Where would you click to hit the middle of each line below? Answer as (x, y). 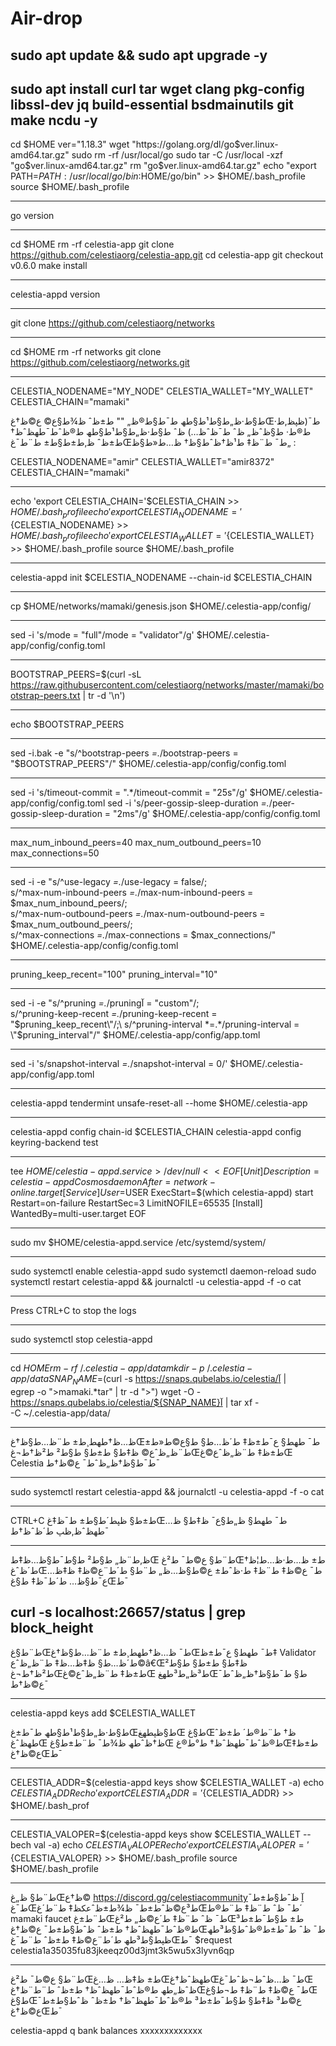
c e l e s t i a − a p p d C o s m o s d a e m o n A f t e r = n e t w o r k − (113, 1181)
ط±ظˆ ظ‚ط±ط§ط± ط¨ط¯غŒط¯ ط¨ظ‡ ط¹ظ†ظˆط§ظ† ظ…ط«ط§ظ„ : (153, 443)
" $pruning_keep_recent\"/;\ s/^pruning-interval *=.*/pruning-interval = (155, 1024)
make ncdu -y (54, 120)
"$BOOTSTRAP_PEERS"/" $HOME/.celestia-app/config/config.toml (148, 763)
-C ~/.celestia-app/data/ (60, 1413)
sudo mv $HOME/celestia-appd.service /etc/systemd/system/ (138, 1242)
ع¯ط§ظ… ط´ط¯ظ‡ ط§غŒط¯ (69, 1581)
